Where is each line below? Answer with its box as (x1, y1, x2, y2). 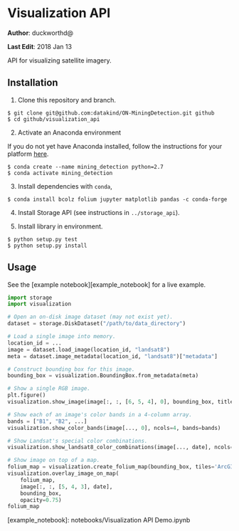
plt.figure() (7, 391, 46, 399)
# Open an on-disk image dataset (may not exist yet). (7, 313, 174, 321)
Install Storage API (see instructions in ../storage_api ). (17, 208, 180, 216)
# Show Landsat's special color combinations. (7, 437, 148, 444)
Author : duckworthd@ (7, 28, 73, 37)
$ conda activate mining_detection (7, 169, 113, 177)
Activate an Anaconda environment (17, 128, 121, 137)
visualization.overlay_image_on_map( (7, 470, 119, 478)
